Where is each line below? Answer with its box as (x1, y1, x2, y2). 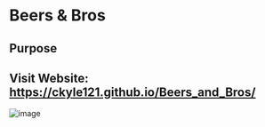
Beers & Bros (9, 5, 107, 26)
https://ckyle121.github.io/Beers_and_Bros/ (9, 84, 256, 99)
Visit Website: (9, 70, 89, 85)
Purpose (9, 41, 58, 56)
